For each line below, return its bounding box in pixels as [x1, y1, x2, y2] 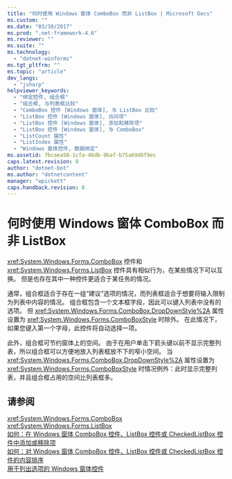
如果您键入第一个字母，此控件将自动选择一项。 [7, 324, 141, 332]
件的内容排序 [7, 456, 44, 464]
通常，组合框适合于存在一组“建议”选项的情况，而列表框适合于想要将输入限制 [7, 289, 225, 298]
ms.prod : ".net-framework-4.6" [7, 29, 98, 37]
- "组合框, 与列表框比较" [13, 100, 79, 107]
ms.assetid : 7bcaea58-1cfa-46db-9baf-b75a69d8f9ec [7, 152, 157, 159]
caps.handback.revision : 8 [7, 184, 85, 191]
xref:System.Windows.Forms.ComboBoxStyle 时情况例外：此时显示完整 [7, 365, 211, 373]
